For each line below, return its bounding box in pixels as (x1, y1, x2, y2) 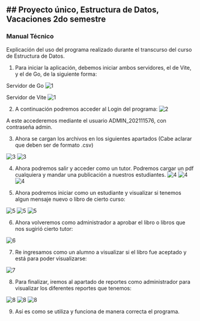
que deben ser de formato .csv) (14, 141, 94, 148)
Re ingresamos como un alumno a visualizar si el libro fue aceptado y (14, 248, 187, 255)
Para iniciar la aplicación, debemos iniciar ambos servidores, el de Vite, (14, 64, 192, 71)
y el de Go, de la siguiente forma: (14, 70, 97, 78)
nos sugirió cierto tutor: (14, 225, 73, 232)
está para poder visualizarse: (14, 255, 87, 262)
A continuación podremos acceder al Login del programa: (14, 105, 158, 112)
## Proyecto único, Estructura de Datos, (6, 5, 159, 15)
